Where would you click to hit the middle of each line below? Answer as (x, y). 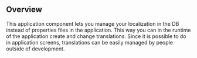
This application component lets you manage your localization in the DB (93, 23)
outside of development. (35, 49)
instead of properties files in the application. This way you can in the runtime (98, 30)
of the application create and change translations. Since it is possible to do (96, 36)
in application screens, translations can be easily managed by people (89, 42)
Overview (24, 10)
